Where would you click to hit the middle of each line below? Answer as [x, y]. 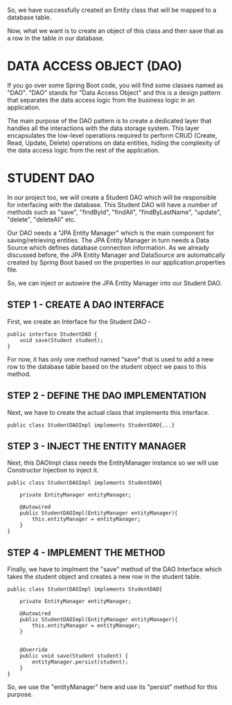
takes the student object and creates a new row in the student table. [104, 577]
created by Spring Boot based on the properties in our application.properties [116, 262]
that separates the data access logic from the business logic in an [101, 100]
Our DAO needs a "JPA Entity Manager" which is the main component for [111, 233]
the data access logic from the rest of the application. [84, 150]
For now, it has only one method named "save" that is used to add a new [110, 359]
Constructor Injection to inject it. [53, 470]
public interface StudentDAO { [52, 334]
